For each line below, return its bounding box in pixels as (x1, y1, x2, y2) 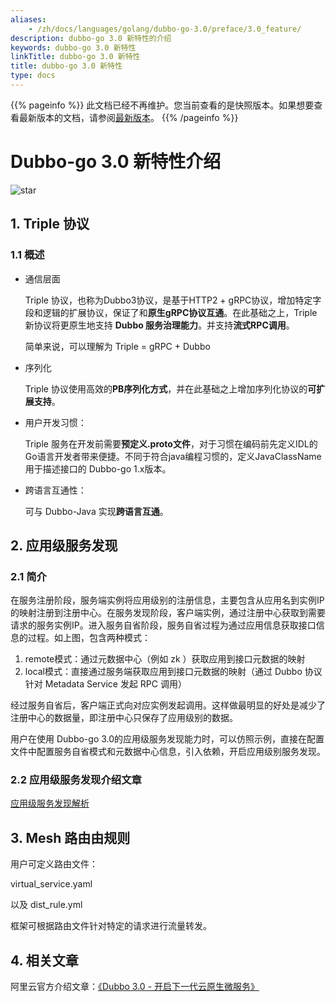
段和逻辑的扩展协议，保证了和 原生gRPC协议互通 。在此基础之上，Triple (24, 306, 318, 318)
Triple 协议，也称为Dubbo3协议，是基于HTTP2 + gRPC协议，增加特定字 (24, 294, 322, 306)
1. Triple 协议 (10, 216, 90, 233)
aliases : (10, 14, 47, 25)
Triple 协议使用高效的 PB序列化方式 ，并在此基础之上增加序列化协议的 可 (24, 382, 317, 395)
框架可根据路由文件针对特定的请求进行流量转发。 (10, 920, 212, 932)
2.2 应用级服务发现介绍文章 (10, 773, 142, 787)
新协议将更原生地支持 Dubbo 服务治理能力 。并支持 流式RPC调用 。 (24, 319, 295, 331)
